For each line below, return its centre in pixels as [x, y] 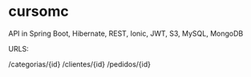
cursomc [39, 12]
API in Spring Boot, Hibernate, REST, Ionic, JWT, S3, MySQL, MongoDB [126, 33]
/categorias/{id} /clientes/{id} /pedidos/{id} [79, 64]
